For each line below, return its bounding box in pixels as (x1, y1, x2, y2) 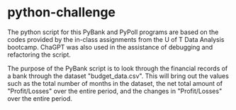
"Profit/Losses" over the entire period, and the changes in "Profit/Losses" (7, 87, 223, 95)
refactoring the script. (7, 50, 71, 59)
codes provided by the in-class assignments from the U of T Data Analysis (7, 35, 225, 43)
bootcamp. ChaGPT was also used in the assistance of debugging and (7, 43, 213, 51)
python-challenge (7, 4, 116, 21)
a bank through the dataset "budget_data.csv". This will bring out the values (7, 72, 229, 80)
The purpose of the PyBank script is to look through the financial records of (7, 64, 228, 72)
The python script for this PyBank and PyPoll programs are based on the (7, 28, 219, 36)
